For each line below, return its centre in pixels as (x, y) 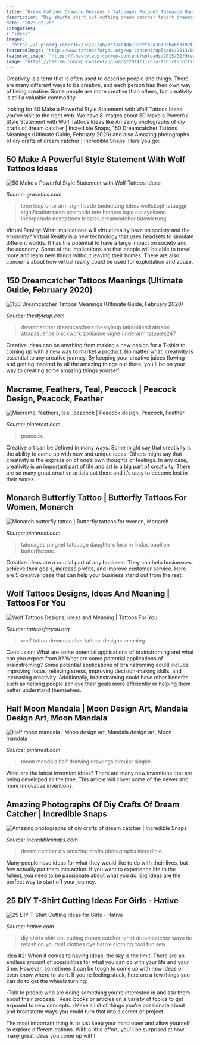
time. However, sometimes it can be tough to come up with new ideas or (95, 968)
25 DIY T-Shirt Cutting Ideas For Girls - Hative (92, 901)
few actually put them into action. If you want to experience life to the (91, 869)
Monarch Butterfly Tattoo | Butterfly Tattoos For (97, 498)
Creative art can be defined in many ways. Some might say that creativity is (99, 447)
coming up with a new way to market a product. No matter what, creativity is (100, 351)
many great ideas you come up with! (51, 1036)
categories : (21, 28)
